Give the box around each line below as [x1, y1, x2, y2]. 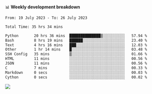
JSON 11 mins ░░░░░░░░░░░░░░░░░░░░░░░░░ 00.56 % [5, 61, 148, 66]
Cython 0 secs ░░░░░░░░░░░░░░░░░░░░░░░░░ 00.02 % [5, 75, 148, 80]
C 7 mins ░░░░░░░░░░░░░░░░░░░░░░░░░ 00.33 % [5, 65, 148, 70]
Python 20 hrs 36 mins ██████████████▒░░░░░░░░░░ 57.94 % [5, 33, 148, 38]
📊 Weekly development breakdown [5, 4, 80, 10]
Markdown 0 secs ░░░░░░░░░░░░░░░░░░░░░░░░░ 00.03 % [5, 70, 148, 75]
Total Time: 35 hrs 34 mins [5, 24, 63, 29]
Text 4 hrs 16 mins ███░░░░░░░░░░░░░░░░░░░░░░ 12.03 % [5, 43, 148, 47]
